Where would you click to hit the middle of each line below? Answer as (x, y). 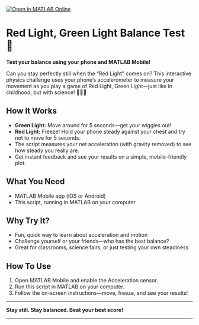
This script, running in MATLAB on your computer (75, 202)
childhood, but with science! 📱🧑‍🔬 (46, 92)
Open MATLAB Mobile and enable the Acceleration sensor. (86, 281)
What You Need (36, 181)
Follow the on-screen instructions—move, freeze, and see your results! (101, 293)
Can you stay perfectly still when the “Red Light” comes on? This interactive (99, 73)
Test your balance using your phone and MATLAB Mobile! (78, 62)
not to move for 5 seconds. (48, 138)
